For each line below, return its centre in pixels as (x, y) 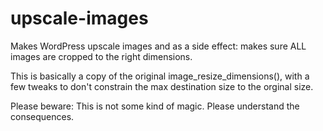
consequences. (42, 116)
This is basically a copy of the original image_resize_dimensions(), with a (160, 76)
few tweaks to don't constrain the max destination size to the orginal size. (162, 86)
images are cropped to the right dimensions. (101, 56)
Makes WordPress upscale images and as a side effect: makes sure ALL (158, 46)
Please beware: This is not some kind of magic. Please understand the (155, 106)
